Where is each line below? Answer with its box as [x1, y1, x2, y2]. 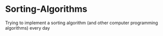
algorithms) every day [5, 25, 50, 31]
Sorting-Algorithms [5, 3, 88, 15]
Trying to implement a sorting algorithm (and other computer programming [5, 20, 158, 26]
